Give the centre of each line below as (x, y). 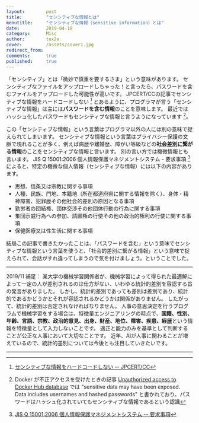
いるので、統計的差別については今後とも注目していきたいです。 (93, 343)
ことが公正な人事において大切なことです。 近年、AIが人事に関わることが (95, 336)
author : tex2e (33, 39)
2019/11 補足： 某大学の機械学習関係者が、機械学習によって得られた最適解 (97, 276)
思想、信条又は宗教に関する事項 (54, 186)
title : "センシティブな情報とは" (53, 17)
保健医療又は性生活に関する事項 (54, 231)
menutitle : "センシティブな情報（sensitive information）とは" (85, 23)
